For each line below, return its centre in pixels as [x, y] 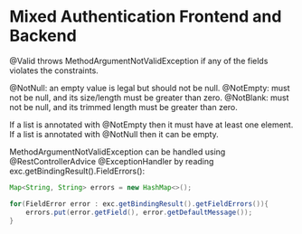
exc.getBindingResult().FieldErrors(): [77, 171]
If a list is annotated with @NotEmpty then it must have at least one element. [151, 125]
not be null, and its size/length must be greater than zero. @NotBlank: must [149, 98]
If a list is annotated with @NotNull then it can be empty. [114, 134]
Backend [43, 36]
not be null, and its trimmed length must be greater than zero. [123, 107]
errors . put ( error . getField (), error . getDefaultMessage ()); [139, 212]
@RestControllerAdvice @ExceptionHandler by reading [112, 161]
